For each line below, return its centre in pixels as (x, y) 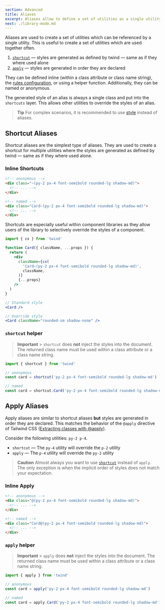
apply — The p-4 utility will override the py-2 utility (63, 453)
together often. (20, 48)
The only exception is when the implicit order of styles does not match (88, 468)
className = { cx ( (34, 262)
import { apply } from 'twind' (37, 575)
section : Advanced (24, 10)
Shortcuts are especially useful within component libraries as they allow (78, 225)
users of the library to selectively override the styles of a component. (75, 230)
